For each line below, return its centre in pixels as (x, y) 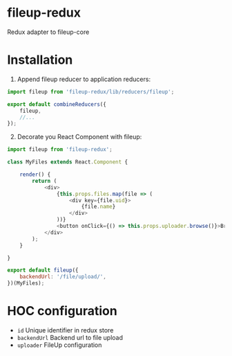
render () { (35, 175)
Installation (40, 60)
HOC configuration (62, 311)
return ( (45, 181)
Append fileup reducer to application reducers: (84, 79)
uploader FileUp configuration (59, 345)
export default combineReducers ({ (57, 104)
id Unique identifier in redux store (65, 330)
